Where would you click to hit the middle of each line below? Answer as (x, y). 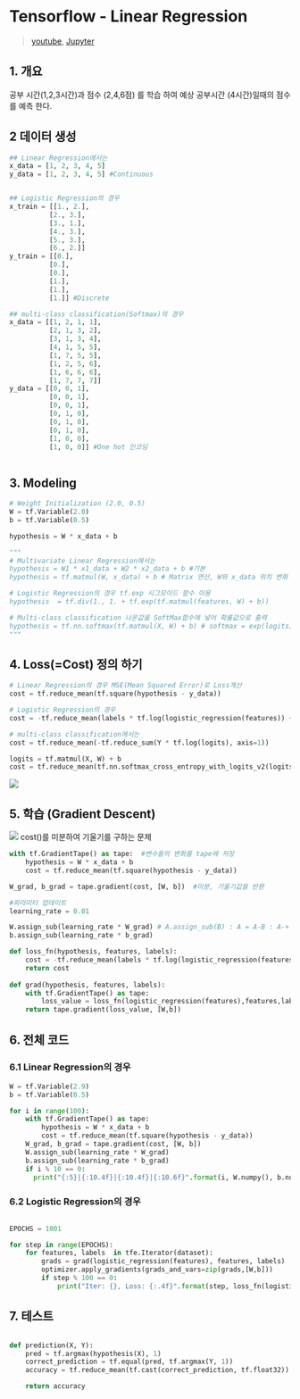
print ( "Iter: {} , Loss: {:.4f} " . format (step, (143, 1286)
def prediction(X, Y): (51, 1345)
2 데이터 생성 (43, 137)
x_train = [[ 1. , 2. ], (50, 207)
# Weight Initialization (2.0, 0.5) (77, 504)
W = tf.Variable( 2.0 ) (50, 512)
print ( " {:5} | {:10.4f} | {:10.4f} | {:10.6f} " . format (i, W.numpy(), (153, 1177)
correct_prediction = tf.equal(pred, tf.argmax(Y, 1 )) (129, 1362)
